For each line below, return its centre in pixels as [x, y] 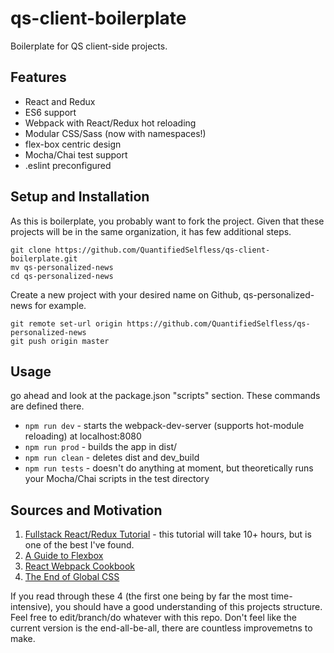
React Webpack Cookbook [80, 566]
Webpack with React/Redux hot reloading [110, 123]
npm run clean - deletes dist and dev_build [112, 458]
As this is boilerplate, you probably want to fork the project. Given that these [167, 221]
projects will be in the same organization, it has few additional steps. [151, 231]
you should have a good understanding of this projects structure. [188, 607]
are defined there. [47, 406]
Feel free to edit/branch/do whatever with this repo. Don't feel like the [154, 618]
